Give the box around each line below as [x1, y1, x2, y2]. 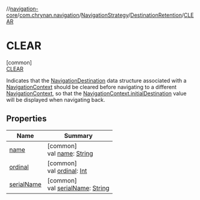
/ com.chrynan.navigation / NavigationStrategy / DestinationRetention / [17, 11, 184, 19]
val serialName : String [47, 184, 110, 192]
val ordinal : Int [47, 166, 87, 175]
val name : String [47, 149, 93, 157]
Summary [64, 131, 93, 140]
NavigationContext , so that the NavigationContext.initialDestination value [6, 90, 187, 97]
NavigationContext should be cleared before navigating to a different [6, 83, 177, 90]
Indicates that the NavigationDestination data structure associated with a [6, 77, 187, 84]
